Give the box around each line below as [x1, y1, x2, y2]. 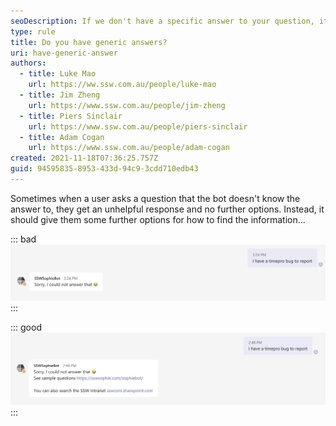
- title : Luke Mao [19, 69, 97, 79]
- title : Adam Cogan [19, 132, 105, 142]
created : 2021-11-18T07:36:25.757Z [10, 153, 159, 164]
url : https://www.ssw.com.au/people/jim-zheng [28, 100, 226, 110]
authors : [10, 58, 47, 69]
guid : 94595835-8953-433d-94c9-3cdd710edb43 [10, 164, 199, 174]
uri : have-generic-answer [10, 48, 118, 58]
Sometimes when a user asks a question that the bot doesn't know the [10, 192, 301, 204]
